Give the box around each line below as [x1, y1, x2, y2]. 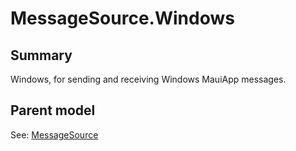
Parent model [10, 102, 96, 119]
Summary [10, 47, 73, 64]
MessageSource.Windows [10, 7, 235, 30]
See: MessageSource [10, 128, 99, 141]
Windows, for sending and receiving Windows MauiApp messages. [10, 73, 287, 85]
